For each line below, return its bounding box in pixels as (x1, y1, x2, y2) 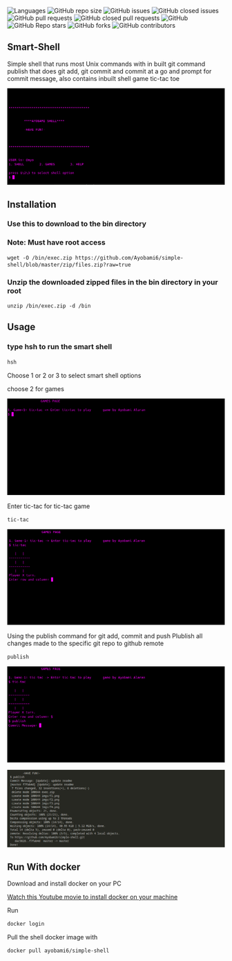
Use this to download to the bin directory (7, 219, 147, 228)
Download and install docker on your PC (7, 879, 122, 888)
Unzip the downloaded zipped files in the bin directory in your (7, 277, 219, 287)
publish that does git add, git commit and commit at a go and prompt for (7, 66, 212, 75)
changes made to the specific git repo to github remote (7, 639, 164, 647)
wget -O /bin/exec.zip (7, 254, 72, 261)
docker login (7, 920, 45, 927)
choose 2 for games (7, 384, 64, 393)
